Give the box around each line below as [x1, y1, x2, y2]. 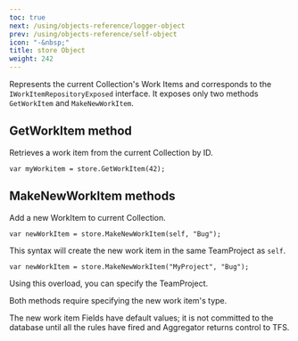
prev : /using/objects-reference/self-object [9, 29, 178, 38]
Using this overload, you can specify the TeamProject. [9, 278, 209, 288]
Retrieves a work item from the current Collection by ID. [9, 147, 214, 158]
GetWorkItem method [9, 124, 132, 139]
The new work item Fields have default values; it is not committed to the [9, 313, 274, 323]
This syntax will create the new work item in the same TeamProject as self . [9, 245, 286, 256]
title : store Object [9, 46, 87, 55]
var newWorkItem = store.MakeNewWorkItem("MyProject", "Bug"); [9, 262, 250, 272]
